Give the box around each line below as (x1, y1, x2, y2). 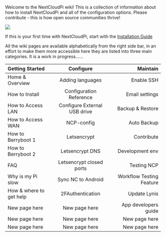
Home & (7, 74, 26, 80)
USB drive (69, 108, 92, 115)
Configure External (58, 102, 103, 109)
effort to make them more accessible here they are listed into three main (5, 48, 152, 54)
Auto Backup (128, 119, 159, 126)
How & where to (7, 187, 45, 194)
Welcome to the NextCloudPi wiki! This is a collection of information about (5, 4, 156, 10)
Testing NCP (129, 162, 159, 168)
